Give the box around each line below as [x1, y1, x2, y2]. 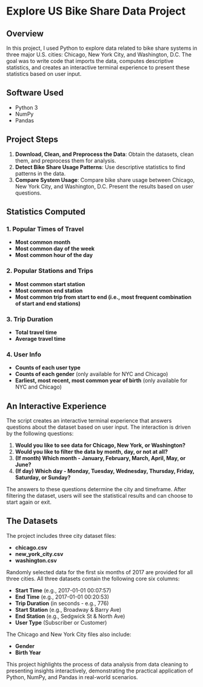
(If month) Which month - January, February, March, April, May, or [15, 455, 186, 462]
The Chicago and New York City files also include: [6, 631, 131, 638]
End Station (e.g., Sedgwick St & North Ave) [15, 612, 125, 620]
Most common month [15, 238, 71, 246]
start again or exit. [6, 498, 52, 506]
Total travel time [15, 329, 58, 336]
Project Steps [6, 135, 59, 145]
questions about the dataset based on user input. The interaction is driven [6, 423, 191, 431]
